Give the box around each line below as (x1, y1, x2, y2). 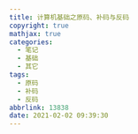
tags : (9, 71, 29, 79)
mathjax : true (9, 29, 62, 38)
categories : (9, 37, 53, 47)
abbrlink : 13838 (9, 103, 69, 112)
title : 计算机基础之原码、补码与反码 (9, 12, 130, 22)
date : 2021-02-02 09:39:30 (9, 111, 109, 120)
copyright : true (9, 21, 69, 30)
